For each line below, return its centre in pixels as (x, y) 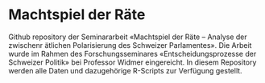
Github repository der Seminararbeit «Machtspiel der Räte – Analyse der (128, 37)
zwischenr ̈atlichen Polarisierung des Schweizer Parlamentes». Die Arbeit (130, 45)
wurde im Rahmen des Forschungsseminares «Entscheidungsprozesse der (132, 53)
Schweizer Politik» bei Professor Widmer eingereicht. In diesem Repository (132, 62)
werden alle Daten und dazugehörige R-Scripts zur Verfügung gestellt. (126, 70)
